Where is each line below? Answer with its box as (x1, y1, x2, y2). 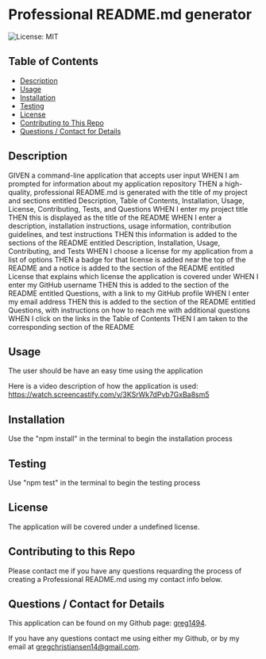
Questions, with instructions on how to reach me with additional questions (8, 305, 250, 315)
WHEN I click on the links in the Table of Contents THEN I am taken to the (8, 313, 249, 323)
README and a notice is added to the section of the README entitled (8, 263, 235, 273)
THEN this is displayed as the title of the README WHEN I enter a (8, 213, 222, 222)
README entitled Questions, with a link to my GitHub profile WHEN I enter (8, 288, 250, 298)
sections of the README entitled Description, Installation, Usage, (8, 238, 221, 247)
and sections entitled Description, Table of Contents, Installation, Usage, (8, 196, 245, 205)
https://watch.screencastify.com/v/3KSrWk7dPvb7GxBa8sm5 (8, 390, 210, 400)
